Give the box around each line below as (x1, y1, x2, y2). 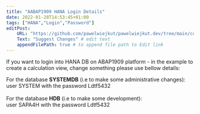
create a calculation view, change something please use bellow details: (6, 64, 180, 71)
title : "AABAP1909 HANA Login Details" (6, 8, 105, 15)
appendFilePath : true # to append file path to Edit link (17, 42, 164, 48)
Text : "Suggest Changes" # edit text (17, 36, 111, 42)
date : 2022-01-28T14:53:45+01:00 (6, 14, 89, 20)
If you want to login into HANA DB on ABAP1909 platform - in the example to (6, 58, 193, 65)
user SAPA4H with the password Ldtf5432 (6, 101, 110, 108)
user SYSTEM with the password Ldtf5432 (6, 82, 111, 89)
